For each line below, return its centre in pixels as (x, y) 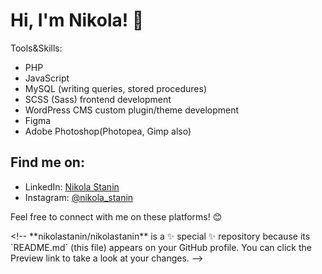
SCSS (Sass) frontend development (98, 99)
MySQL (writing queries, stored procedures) (116, 88)
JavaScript (47, 78)
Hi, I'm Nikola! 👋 (77, 20)
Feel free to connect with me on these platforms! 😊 (116, 216)
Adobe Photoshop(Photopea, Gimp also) (108, 131)
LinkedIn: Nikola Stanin (72, 186)
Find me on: (47, 162)
